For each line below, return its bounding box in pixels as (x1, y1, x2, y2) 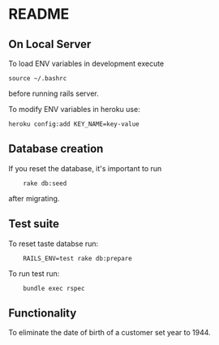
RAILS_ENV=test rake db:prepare (23, 254, 132, 262)
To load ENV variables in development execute (8, 58, 165, 68)
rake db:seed (23, 179, 67, 188)
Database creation (8, 142, 104, 156)
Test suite (8, 217, 59, 231)
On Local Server (8, 37, 92, 51)
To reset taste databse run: (8, 239, 99, 248)
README (8, 5, 70, 24)
